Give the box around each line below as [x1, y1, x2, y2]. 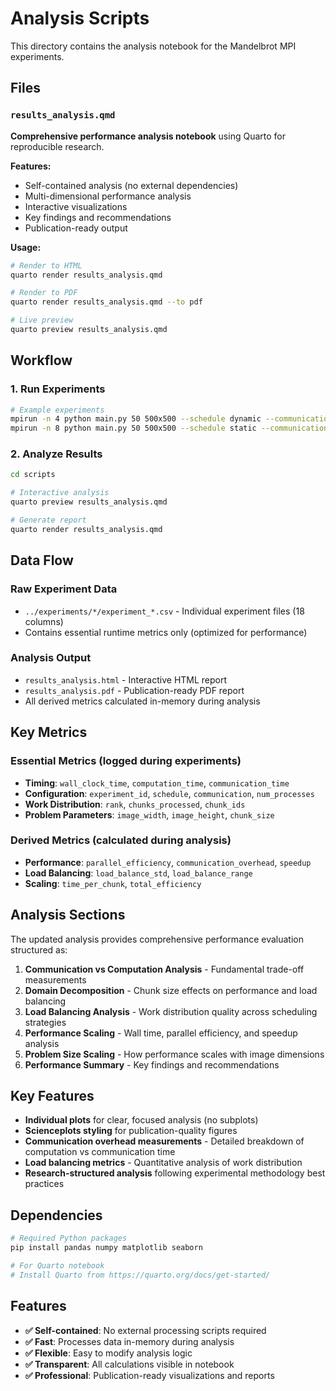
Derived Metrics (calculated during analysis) [10, 833, 232, 847]
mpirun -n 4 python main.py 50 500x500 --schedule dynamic [10, 414, 262, 424]
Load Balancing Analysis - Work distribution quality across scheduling [24, 1005, 318, 1017]
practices [24, 1178, 65, 1190]
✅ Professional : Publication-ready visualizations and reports [24, 1369, 275, 1381]
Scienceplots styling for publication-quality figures [24, 1125, 238, 1137]
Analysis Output [10, 651, 92, 665]
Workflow [10, 352, 73, 369]
